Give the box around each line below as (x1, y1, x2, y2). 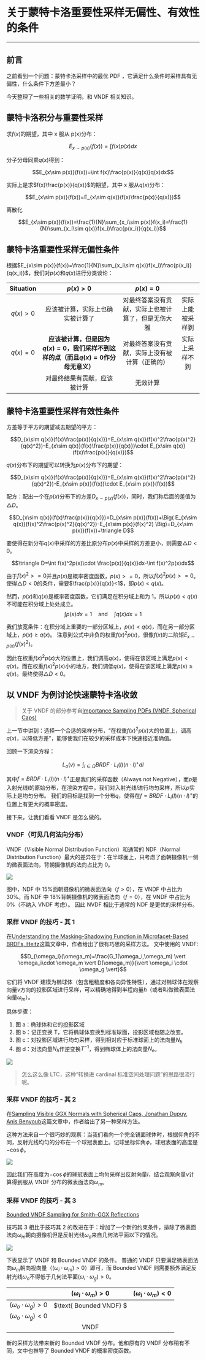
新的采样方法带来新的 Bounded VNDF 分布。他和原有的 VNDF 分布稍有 (6, 1339, 185, 1347)
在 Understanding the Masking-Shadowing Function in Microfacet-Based (6, 933, 189, 940)
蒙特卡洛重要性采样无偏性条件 (6, 244, 120, 254)
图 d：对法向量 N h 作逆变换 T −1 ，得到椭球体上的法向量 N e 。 (15, 1044, 161, 1054)
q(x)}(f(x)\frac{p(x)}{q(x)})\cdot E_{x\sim (68, 442, 172, 449)
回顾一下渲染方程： (6, 747, 55, 755)
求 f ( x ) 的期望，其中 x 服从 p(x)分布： (6, 130, 97, 137)
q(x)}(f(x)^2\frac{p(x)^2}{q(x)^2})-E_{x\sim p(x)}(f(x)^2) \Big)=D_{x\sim (13, 520, 193, 527)
